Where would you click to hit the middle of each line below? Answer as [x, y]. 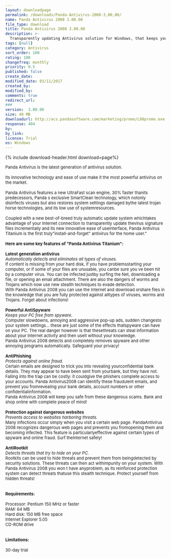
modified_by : [19, 91]
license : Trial [21, 138]
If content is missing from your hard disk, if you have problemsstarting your [78, 264]
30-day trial [17, 550]
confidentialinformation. [28, 392]
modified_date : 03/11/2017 [34, 81]
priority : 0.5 [20, 67]
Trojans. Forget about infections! [37, 300]
